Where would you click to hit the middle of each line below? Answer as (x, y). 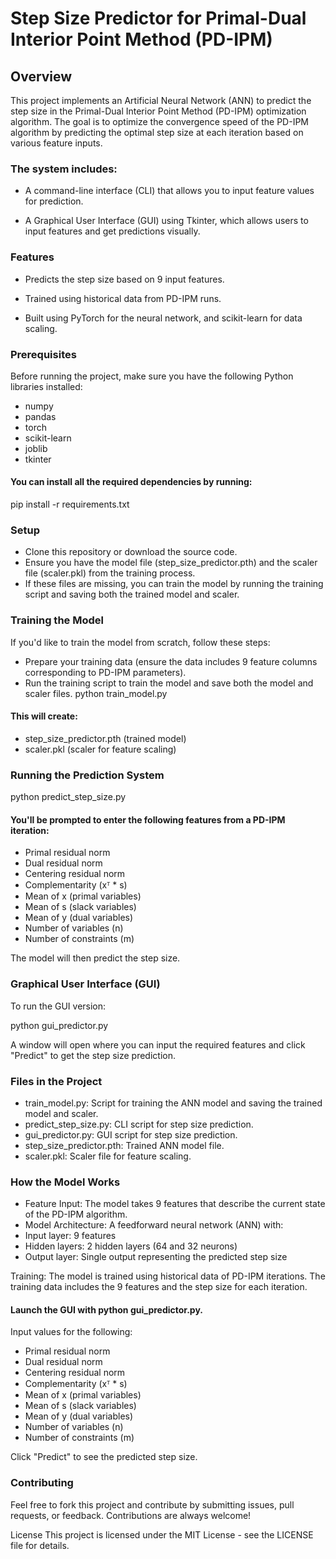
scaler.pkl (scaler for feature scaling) (100, 749)
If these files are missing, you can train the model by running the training (174, 584)
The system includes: (64, 169)
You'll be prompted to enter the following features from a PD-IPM (148, 819)
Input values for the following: (71, 1332)
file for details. (40, 1545)
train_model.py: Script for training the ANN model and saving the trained (173, 1103)
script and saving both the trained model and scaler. (132, 594)
